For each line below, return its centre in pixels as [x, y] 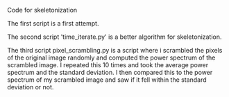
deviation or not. [31, 87]
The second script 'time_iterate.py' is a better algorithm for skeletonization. [114, 37]
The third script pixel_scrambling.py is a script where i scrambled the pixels [115, 50]
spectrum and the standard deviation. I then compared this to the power [110, 72]
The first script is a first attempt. [53, 23]
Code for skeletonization [42, 10]
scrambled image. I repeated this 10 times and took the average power [108, 65]
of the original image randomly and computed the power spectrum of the [111, 58]
